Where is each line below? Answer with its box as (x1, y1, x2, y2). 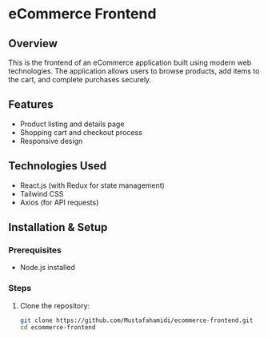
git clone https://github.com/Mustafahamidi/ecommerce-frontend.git (19, 316, 254, 324)
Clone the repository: (19, 300, 90, 310)
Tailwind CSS (19, 189, 64, 198)
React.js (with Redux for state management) (19, 181, 166, 190)
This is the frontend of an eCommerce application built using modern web (8, 58, 252, 67)
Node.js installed (19, 263, 76, 272)
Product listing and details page (19, 119, 125, 129)
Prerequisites (8, 245, 62, 256)
